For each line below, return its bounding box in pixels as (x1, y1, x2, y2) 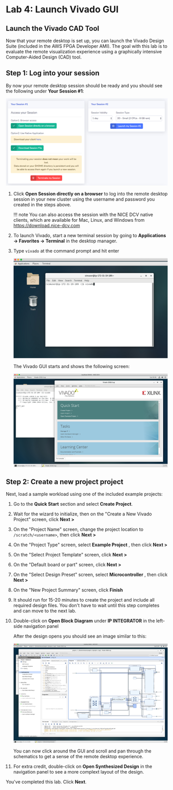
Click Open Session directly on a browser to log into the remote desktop (13, 190, 168, 197)
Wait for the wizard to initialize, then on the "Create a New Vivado (13, 511, 152, 517)
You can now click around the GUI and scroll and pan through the (13, 748, 152, 754)
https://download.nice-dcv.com (13, 222, 80, 228)
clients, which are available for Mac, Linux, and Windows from (13, 217, 145, 223)
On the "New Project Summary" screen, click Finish (13, 587, 123, 593)
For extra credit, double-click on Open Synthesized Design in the (13, 763, 152, 769)
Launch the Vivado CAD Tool (6, 24, 100, 33)
